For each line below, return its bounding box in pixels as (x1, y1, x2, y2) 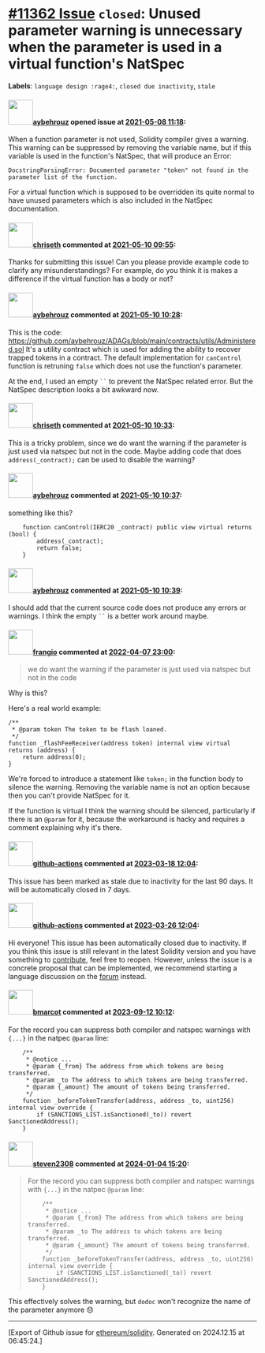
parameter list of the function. (8, 174, 118, 181)
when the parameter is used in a (8, 39, 222, 56)
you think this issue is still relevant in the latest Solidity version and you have (8, 946, 256, 955)
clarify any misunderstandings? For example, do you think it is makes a (8, 266, 238, 275)
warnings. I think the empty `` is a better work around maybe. (8, 611, 209, 621)
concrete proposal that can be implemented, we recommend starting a (8, 963, 238, 973)
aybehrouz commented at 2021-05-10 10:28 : (32, 309, 183, 320)
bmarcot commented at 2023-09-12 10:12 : (32, 1007, 175, 1017)
